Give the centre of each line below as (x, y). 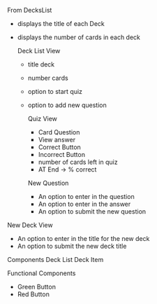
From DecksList (30, 10)
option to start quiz (55, 91)
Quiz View (43, 119)
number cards (48, 78)
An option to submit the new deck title (72, 246)
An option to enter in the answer (84, 204)
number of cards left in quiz (78, 162)
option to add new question (67, 105)
